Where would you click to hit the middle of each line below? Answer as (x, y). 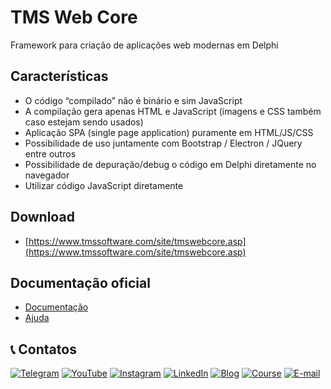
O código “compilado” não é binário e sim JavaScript (133, 100)
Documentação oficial (80, 282)
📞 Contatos (43, 349)
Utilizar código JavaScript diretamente (104, 185)
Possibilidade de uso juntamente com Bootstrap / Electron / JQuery (163, 143)
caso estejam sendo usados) (84, 122)
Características (59, 76)
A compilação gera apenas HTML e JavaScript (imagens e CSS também (173, 111)
